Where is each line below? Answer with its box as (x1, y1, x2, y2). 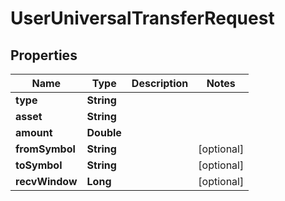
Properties (10, 47, 78, 64)
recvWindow (15, 175, 78, 188)
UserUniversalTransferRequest (10, 7, 275, 30)
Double (86, 126, 122, 139)
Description (131, 77, 189, 90)
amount (15, 126, 53, 139)
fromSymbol (15, 142, 76, 156)
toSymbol (15, 158, 63, 172)
